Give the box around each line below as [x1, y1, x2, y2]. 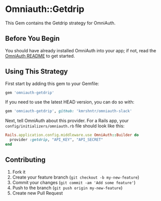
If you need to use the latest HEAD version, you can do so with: [5, 99, 135, 105]
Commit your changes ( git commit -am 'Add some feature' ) [12, 179, 136, 185]
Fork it [12, 169, 26, 175]
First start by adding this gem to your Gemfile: [5, 81, 99, 87]
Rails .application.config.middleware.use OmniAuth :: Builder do [5, 133, 139, 138]
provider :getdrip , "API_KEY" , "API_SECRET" [9, 137, 103, 142]
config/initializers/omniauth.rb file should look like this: [5, 123, 125, 129]
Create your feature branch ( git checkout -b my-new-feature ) [12, 174, 140, 180]
